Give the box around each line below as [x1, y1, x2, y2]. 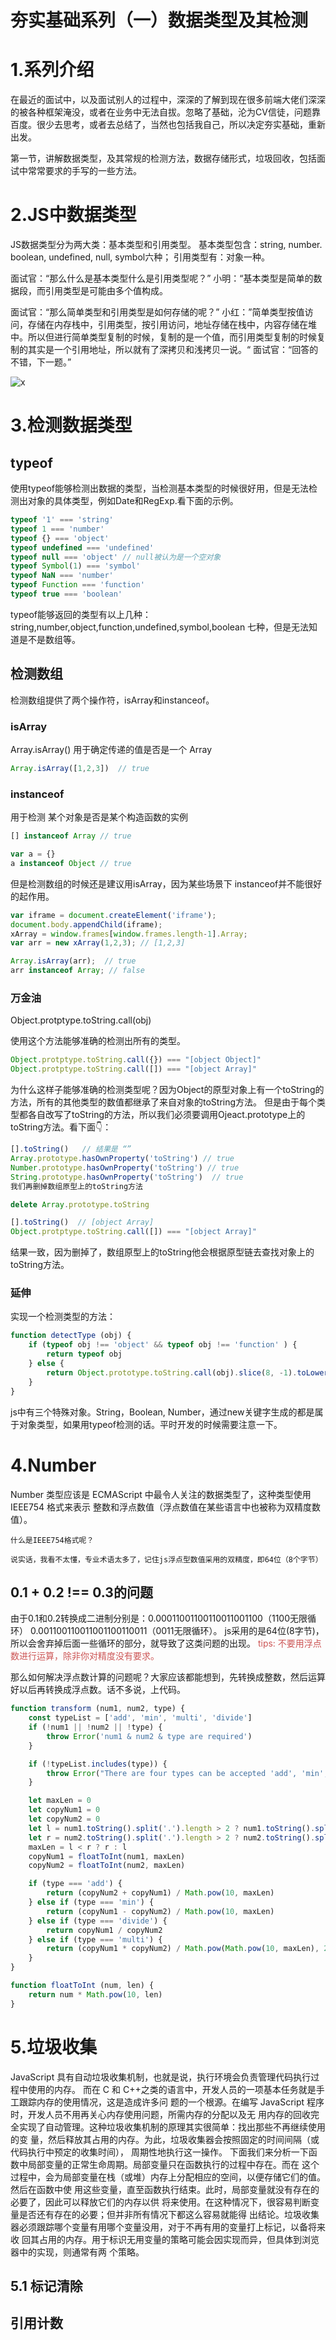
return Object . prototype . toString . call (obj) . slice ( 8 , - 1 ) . [46, 1367, 298, 1378]
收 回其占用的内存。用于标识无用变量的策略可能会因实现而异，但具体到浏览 [10, 2233, 320, 2245]
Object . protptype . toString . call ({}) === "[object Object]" [10, 1055, 262, 1065]
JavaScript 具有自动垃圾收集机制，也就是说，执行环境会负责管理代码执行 [10, 2071, 312, 2083]
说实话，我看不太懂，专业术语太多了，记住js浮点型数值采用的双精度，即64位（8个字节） [10, 1554, 323, 1565]
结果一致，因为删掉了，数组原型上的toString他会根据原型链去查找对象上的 [10, 1246, 315, 1258]
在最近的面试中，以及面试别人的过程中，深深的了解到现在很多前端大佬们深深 [10, 94, 326, 106]
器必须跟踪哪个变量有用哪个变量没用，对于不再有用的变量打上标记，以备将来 [10, 2221, 326, 2233]
